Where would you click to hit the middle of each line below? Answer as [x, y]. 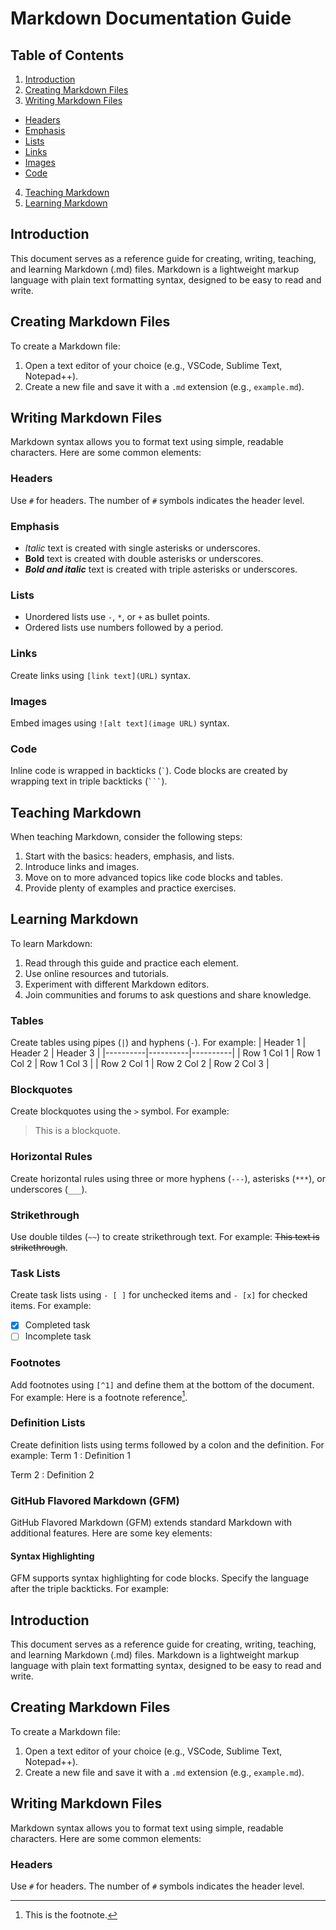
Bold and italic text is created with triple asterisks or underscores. [161, 569]
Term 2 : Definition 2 [52, 1474]
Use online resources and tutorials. [97, 973]
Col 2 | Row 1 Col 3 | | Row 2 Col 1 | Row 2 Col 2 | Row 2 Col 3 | [140, 1064]
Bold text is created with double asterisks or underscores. [144, 559]
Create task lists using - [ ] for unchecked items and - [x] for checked [159, 1295]
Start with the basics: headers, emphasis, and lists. [129, 856]
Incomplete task [58, 1336]
